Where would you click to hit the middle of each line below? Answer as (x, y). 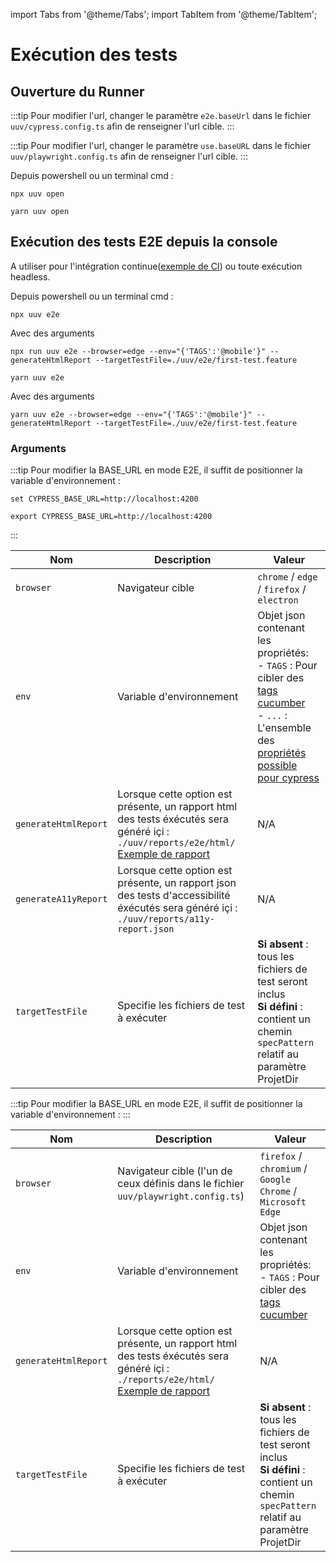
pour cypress (288, 778)
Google (275, 1180)
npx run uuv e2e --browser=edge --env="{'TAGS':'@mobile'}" (138, 351)
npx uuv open (37, 194)
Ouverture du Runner (77, 91)
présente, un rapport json (177, 883)
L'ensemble (284, 728)
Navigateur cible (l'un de (175, 1171)
